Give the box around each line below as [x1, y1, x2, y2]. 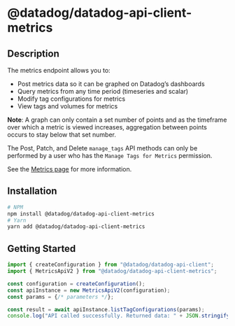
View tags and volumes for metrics [17, 102, 118, 110]
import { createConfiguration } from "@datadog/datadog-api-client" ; [7, 261, 215, 269]
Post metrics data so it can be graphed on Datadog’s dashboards [17, 80, 205, 88]
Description [7, 48, 59, 59]
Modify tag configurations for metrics [17, 94, 126, 103]
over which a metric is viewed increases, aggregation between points [7, 123, 208, 131]
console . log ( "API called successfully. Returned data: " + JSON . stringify [7, 313, 230, 320]
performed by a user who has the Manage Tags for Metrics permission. [7, 152, 213, 160]
